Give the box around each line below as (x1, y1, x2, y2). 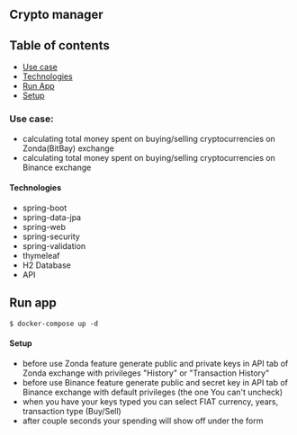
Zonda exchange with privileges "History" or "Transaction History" (22, 368, 270, 378)
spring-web (22, 221, 66, 232)
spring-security (22, 231, 81, 242)
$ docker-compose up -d (9, 319, 99, 328)
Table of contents (9, 38, 110, 53)
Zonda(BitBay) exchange (22, 143, 114, 154)
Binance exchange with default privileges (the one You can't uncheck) (22, 386, 283, 397)
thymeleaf (22, 250, 60, 261)
